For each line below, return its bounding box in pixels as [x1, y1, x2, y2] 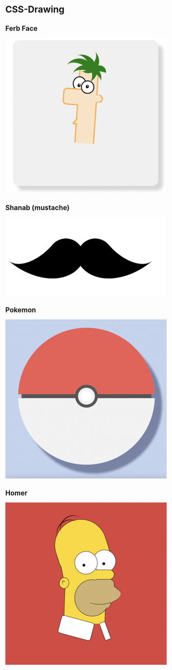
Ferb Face [5, 24, 38, 33]
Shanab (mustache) [5, 204, 70, 212]
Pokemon [5, 305, 36, 314]
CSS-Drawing [5, 4, 65, 15]
